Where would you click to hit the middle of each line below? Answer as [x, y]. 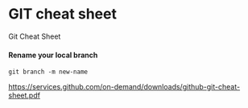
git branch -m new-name [48, 72]
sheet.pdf [24, 96]
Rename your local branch [53, 55]
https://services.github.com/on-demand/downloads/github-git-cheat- [124, 87]
